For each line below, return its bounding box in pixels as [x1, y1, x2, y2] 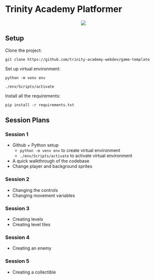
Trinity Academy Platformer [5, 3, 123, 15]
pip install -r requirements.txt [5, 102, 75, 108]
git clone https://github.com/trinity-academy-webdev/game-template [5, 57, 150, 62]
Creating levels [12, 216, 43, 222]
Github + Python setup [12, 142, 59, 148]
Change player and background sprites [12, 163, 93, 169]
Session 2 [5, 176, 30, 183]
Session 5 [5, 258, 30, 265]
